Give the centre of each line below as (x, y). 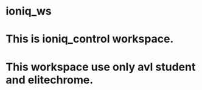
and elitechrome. (50, 80)
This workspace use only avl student (101, 67)
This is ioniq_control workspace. (90, 39)
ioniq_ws (29, 11)
